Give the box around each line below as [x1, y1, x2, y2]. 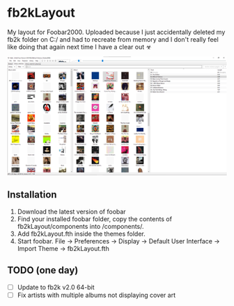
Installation [7, 189, 57, 201]
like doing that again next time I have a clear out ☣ [7, 42, 152, 51]
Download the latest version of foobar [17, 207, 127, 216]
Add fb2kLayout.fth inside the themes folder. [17, 229, 146, 238]
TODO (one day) [7, 264, 79, 276]
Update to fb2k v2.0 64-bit [17, 283, 95, 291]
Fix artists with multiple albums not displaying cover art [17, 291, 176, 299]
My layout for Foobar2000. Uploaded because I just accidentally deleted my [7, 28, 226, 36]
